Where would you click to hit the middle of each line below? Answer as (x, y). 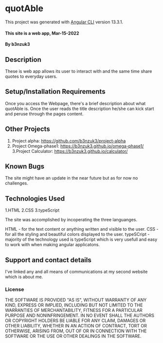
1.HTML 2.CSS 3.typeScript (32, 210)
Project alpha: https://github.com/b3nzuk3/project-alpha (69, 141)
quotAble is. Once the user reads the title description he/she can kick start (80, 108)
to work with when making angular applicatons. (53, 245)
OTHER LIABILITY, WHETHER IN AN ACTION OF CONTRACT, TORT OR (76, 326)
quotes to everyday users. (31, 76)
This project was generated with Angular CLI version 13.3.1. (64, 22)
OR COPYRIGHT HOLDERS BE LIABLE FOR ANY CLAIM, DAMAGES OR (75, 321)
